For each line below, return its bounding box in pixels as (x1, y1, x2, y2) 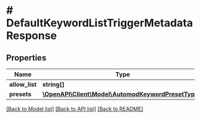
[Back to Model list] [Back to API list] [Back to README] (6, 105, 144, 112)
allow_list (9, 80, 37, 88)
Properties (6, 52, 47, 63)
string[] (42, 80, 65, 88)
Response (6, 29, 57, 42)
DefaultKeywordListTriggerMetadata (6, 16, 193, 30)
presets (9, 90, 32, 98)
